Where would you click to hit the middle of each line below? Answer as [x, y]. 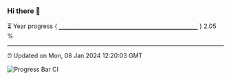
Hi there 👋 [24, 11]
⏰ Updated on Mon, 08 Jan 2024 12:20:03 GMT [75, 56]
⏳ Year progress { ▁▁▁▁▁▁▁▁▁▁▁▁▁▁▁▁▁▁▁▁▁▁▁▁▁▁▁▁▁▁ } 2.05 [112, 26]
